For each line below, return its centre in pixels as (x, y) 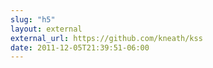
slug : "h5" (33, 19)
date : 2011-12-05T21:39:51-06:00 (80, 47)
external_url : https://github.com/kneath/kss (106, 38)
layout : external (46, 29)
